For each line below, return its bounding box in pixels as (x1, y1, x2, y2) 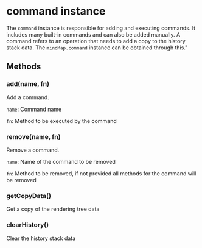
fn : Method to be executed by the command (6, 117, 117, 124)
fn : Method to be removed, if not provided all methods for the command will (6, 169, 197, 177)
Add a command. (6, 93, 50, 101)
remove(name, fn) (6, 132, 61, 141)
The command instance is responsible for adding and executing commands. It (6, 24, 196, 32)
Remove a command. (6, 146, 60, 154)
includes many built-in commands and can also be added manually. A (6, 30, 181, 38)
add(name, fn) (6, 80, 50, 88)
